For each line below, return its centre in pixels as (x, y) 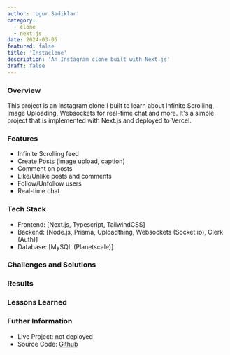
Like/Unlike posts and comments (64, 176)
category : (22, 20)
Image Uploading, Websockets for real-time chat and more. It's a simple (111, 113)
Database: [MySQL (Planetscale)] (65, 246)
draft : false (26, 66)
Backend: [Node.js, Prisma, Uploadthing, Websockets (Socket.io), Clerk (120, 232)
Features (23, 139)
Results (20, 284)
